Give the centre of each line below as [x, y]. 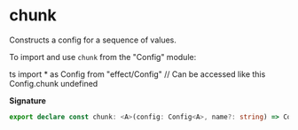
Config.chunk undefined [54, 83]
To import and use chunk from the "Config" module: [103, 57]
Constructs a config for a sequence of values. [93, 40]
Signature [28, 100]
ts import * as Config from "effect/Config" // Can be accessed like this [137, 74]
